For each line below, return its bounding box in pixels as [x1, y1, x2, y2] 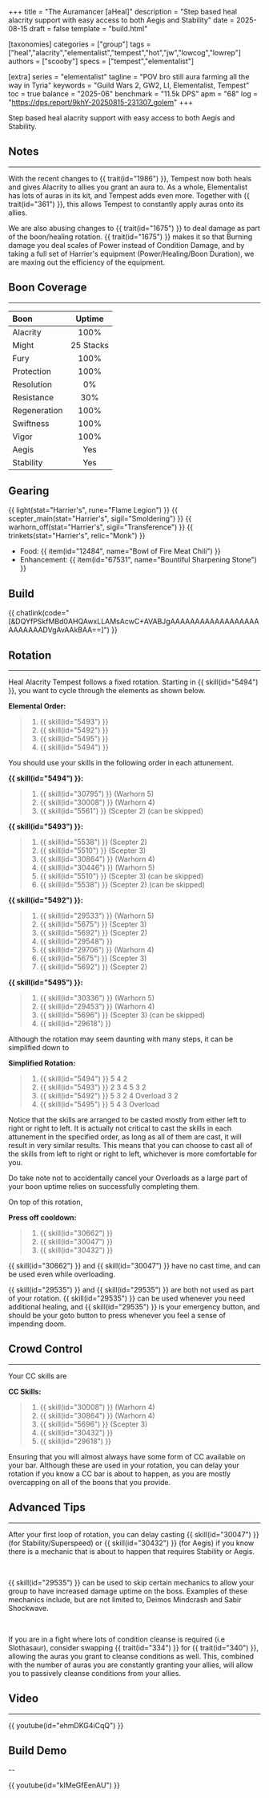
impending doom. [8, 1319, 66, 1329]
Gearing [8, 485, 50, 498]
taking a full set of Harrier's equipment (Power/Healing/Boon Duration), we [8, 249, 255, 258]
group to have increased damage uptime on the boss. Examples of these [8, 1586, 248, 1596]
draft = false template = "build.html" [29, 24, 148, 33]
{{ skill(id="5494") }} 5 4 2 [39, 1074, 128, 1084]
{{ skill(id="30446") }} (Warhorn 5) [39, 862, 155, 873]
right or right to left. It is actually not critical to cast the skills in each [8, 1123, 232, 1134]
